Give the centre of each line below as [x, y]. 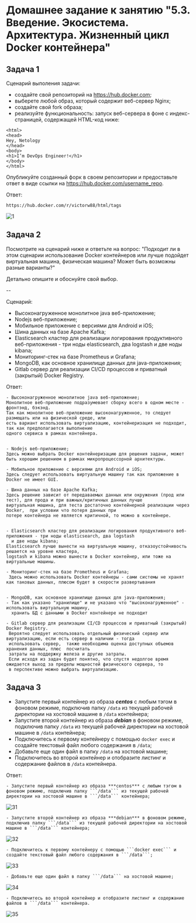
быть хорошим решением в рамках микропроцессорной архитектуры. [86, 459]
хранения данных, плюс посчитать [48, 649]
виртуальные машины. [31, 561]
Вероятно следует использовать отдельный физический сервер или [88, 633]
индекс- [180, 113]
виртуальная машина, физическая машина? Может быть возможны [91, 261]
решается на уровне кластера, [43, 551]
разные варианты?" [31, 267]
